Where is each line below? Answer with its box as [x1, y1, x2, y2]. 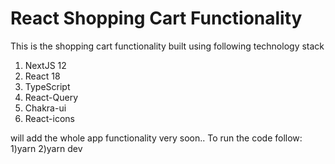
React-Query [24, 91, 79, 103]
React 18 [24, 70, 61, 82]
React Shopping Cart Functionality [10, 7, 303, 30]
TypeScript [24, 80, 71, 92]
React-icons [24, 112, 75, 124]
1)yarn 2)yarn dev [10, 142, 83, 154]
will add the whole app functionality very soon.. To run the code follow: [10, 132, 303, 144]
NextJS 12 [24, 59, 67, 71]
